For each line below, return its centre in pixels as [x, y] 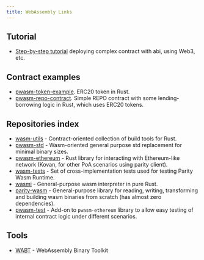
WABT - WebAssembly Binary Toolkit [61, 250]
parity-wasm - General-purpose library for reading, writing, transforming [107, 190]
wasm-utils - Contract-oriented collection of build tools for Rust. [96, 139]
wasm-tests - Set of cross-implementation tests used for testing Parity [104, 171]
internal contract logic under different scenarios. [76, 217]
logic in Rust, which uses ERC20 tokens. [93, 105]
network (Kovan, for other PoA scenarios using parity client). [91, 165]
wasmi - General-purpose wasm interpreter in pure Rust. [86, 184]
